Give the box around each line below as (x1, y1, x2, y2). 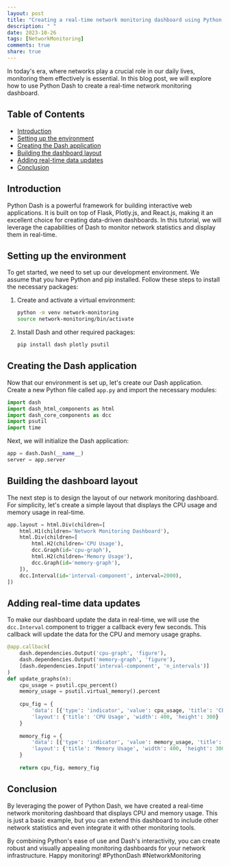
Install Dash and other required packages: (16, 328, 136, 336)
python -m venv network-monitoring (16, 309, 119, 316)
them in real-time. (7, 230, 57, 238)
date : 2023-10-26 (7, 29, 57, 36)
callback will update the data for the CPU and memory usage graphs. (7, 631, 202, 639)
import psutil (7, 418, 48, 425)
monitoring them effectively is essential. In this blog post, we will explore (7, 74, 212, 82)
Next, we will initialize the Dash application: (7, 437, 129, 445)
